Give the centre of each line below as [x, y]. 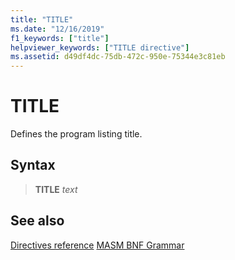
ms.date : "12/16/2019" [57, 29]
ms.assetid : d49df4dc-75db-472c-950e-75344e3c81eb [118, 57]
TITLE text [56, 189]
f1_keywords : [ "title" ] [60, 38]
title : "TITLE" [42, 19]
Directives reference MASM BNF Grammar [97, 245]
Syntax [33, 165]
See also [37, 221]
